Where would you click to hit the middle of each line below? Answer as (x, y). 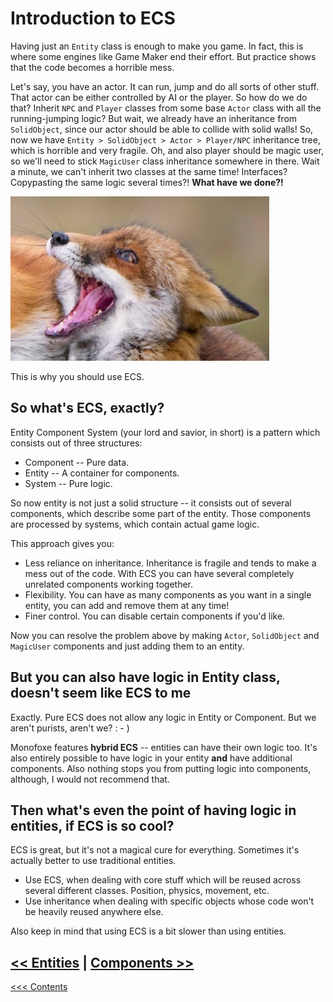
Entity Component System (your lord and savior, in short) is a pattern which (165, 432)
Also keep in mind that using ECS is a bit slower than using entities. (148, 931)
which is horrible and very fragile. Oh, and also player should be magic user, (167, 150)
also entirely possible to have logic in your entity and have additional (151, 758)
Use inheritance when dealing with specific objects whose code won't (169, 901)
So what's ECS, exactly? (87, 408)
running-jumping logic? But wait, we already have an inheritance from (154, 118)
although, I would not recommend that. (90, 779)
